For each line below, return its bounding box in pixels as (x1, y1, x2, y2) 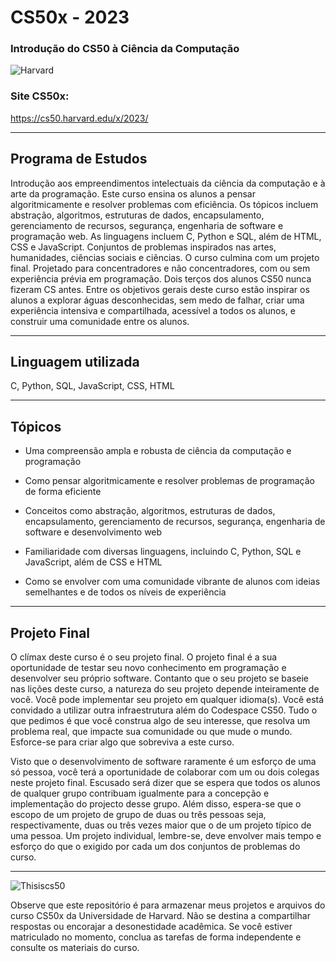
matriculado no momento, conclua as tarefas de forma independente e (10, 931, 302, 943)
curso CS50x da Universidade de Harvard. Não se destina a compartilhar (10, 910, 311, 922)
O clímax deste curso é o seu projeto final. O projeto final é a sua (10, 651, 278, 663)
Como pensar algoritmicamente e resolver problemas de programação (24, 475, 315, 487)
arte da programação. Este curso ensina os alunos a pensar (10, 187, 256, 200)
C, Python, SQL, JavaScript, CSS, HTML (10, 380, 175, 392)
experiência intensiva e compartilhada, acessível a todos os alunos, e (10, 304, 296, 316)
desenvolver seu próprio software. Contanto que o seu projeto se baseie (10, 672, 309, 685)
